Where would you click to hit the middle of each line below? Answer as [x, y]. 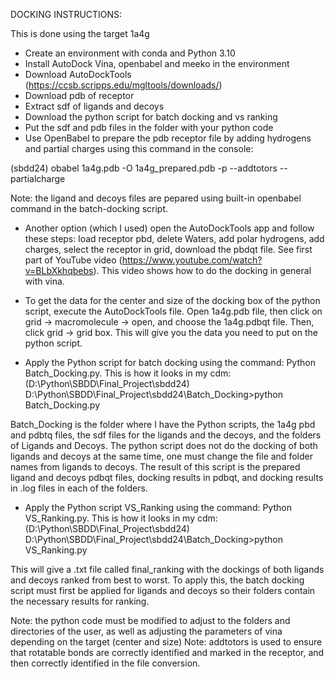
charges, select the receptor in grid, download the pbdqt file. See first [168, 249]
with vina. [44, 281]
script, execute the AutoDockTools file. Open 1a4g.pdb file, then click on [173, 311]
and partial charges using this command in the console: [139, 148]
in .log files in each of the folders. [79, 488]
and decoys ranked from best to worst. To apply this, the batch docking [157, 580]
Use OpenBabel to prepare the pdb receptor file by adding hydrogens [168, 138]
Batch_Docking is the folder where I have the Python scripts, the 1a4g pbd [163, 424]
